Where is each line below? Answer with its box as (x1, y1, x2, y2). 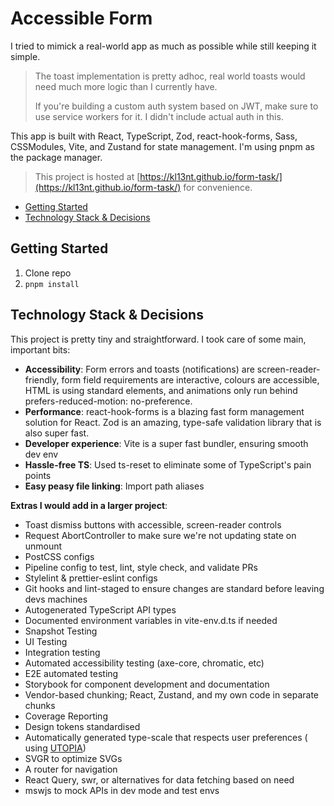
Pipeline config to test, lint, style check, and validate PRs (24, 561, 258, 573)
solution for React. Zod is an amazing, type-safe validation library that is (24, 416, 322, 428)
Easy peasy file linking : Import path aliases (24, 480, 205, 492)
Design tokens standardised (24, 720, 141, 732)
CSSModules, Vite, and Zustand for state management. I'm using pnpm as (10, 140, 315, 152)
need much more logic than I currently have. (34, 80, 218, 92)
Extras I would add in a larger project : (10, 499, 168, 511)
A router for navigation (24, 763, 118, 775)
